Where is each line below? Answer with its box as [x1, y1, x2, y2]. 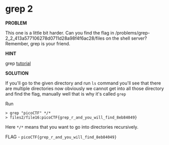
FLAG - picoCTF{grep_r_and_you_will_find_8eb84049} [5, 133, 117, 140]
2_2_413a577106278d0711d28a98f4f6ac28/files [5, 35, 105, 41]
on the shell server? [106, 35, 147, 41]
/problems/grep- [115, 30, 150, 36]
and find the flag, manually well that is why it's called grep [5, 91, 126, 97]
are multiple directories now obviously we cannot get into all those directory [5, 85, 164, 92]
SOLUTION [5, 70, 29, 76]
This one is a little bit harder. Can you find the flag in [5, 30, 114, 36]
